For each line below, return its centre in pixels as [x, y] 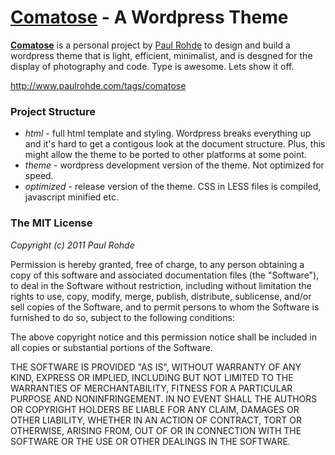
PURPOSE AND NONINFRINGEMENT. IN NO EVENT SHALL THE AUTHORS [164, 398]
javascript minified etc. [71, 197]
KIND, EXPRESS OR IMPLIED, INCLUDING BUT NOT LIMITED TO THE [152, 377]
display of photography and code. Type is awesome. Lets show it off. [152, 66]
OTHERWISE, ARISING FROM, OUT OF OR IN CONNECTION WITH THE [156, 430]
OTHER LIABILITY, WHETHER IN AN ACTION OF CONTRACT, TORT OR [156, 420]
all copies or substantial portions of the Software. [111, 347]
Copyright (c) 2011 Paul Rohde [72, 245]
